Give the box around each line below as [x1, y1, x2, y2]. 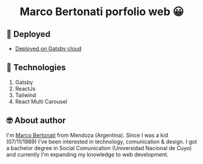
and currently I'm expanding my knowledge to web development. [6, 151, 168, 158]
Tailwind [15, 91, 36, 99]
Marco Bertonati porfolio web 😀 [19, 5, 184, 19]
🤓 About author [6, 116, 66, 126]
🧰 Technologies [6, 62, 66, 73]
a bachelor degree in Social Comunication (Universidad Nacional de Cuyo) [6, 144, 192, 151]
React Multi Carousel [15, 97, 68, 105]
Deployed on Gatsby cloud [15, 45, 82, 52]
